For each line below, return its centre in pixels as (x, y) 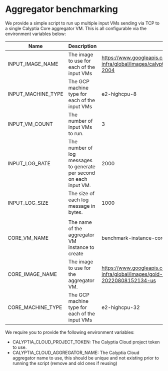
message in (82, 206)
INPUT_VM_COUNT (30, 124)
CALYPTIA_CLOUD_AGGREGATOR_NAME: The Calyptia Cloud (76, 352)
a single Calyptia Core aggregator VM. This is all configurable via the (76, 28)
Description (82, 46)
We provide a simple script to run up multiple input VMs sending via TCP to (82, 23)
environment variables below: (35, 34)
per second (82, 173)
